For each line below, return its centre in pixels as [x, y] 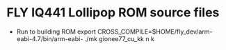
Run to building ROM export [56, 32]
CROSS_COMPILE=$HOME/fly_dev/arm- [155, 32]
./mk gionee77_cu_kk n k [119, 38]
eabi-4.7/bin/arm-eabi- [50, 38]
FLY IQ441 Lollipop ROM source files [113, 13]
